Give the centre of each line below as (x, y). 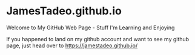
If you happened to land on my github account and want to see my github (98, 39)
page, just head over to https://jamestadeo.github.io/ (72, 45)
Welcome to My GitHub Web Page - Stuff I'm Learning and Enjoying (91, 27)
